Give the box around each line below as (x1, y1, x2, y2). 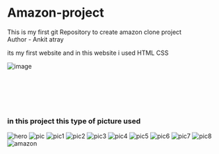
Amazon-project (7, 5, 104, 21)
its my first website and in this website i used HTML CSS (7, 49, 169, 57)
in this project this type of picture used (7, 116, 141, 126)
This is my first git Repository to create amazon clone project (7, 28, 182, 36)
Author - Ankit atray (7, 35, 64, 43)
